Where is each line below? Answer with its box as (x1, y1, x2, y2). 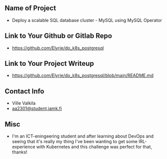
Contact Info (4, 87, 44, 95)
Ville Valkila (11, 100, 36, 106)
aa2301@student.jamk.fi (11, 106, 62, 112)
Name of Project (4, 4, 56, 12)
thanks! (11, 149, 27, 155)
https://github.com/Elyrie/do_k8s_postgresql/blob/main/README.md (11, 72, 153, 79)
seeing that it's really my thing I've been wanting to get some (11, 139, 138, 145)
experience (11, 144, 35, 150)
